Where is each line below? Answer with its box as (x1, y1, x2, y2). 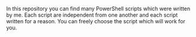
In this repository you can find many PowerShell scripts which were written (6, 5, 191, 12)
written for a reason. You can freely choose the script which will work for (6, 18, 185, 24)
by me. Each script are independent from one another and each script (6, 11, 178, 18)
